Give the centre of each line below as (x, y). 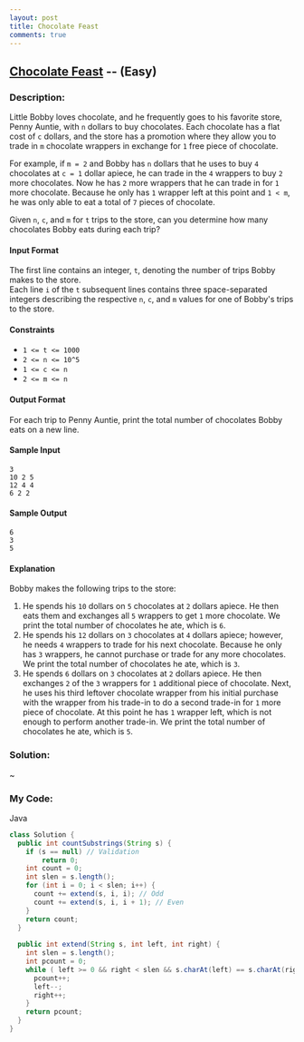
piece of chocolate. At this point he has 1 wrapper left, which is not (147, 713)
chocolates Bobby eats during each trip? (85, 230)
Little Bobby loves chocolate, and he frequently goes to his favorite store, (146, 117)
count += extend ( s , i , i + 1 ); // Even (108, 902)
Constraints (32, 329)
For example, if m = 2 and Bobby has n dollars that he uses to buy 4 (134, 163)
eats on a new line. (44, 429)
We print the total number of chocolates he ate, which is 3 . (131, 664)
